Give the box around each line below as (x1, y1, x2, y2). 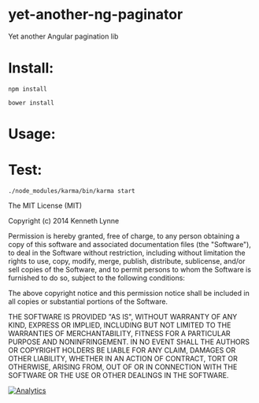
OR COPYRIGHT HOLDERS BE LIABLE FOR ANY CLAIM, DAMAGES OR (8, 346, 236, 355)
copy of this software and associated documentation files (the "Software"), (8, 240, 252, 249)
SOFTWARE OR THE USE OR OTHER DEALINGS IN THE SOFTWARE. (8, 371, 229, 379)
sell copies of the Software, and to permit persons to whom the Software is (8, 265, 252, 274)
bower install (8, 98, 55, 107)
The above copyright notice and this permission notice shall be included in (8, 289, 250, 298)
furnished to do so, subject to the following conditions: (8, 273, 185, 283)
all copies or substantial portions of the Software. (8, 297, 168, 306)
